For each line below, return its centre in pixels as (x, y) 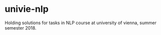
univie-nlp (27, 9)
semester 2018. (21, 28)
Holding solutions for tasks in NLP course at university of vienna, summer (80, 23)
